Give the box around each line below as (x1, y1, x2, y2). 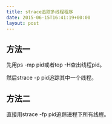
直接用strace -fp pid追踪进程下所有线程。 (6, 111, 110, 118)
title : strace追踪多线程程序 (6, 8, 74, 15)
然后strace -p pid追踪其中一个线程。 (6, 74, 97, 82)
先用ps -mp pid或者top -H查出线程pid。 (6, 61, 105, 68)
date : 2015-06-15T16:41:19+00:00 (6, 15, 91, 21)
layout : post (6, 20, 39, 26)
